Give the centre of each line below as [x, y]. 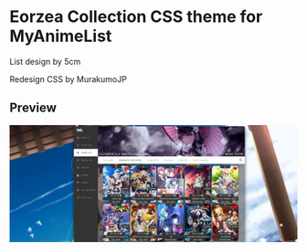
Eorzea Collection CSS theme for [136, 17]
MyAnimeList [61, 36]
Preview [33, 108]
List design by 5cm [45, 61]
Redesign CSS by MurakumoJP [69, 79]
